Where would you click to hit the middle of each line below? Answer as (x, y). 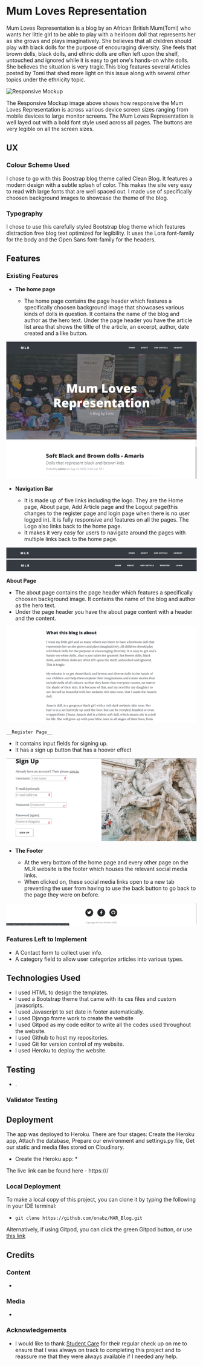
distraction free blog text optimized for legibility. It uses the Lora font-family (100, 233)
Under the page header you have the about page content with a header (104, 611)
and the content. (35, 618)
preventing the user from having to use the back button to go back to (110, 888)
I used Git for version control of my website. (69, 1044)
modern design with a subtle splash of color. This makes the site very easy (99, 185)
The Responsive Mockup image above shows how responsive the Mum (95, 103)
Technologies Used (43, 978)
